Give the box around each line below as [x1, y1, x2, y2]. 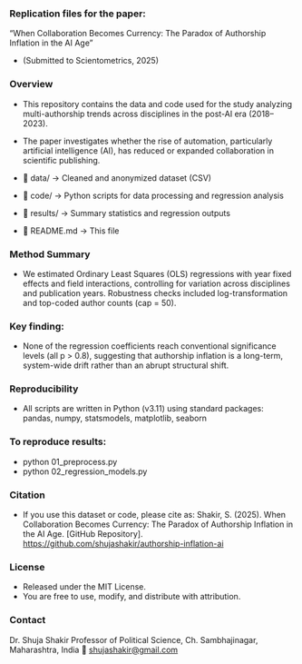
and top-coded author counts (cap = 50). [22, 297, 177, 308]
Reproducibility [9, 382, 79, 395]
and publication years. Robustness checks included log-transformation [22, 287, 288, 298]
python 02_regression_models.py [22, 466, 148, 477]
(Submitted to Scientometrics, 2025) [22, 55, 159, 66]
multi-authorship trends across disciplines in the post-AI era [22, 108, 248, 119]
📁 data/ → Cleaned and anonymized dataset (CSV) [22, 172, 211, 183]
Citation [9, 489, 45, 501]
